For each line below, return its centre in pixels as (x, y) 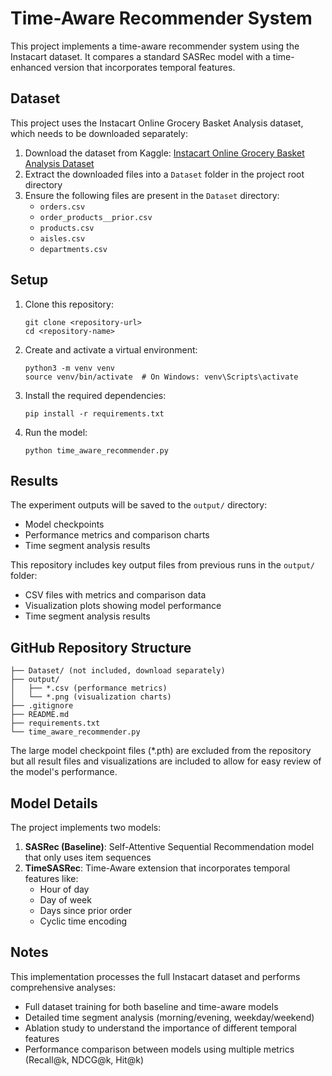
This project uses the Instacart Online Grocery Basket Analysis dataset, (157, 123)
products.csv (67, 228)
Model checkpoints (64, 524)
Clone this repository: (69, 304)
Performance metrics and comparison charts (117, 535)
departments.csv (73, 249)
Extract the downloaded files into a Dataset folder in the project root (164, 174)
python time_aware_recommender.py (96, 450)
